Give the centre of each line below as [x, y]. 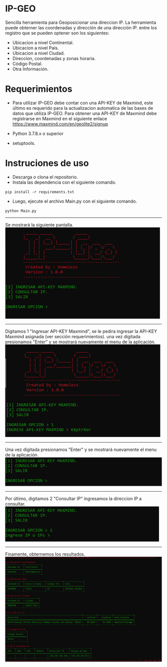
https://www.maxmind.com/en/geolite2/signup [60, 124]
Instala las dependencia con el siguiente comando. [64, 182]
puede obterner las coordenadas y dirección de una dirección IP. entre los [81, 27]
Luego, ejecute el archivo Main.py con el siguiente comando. [75, 201]
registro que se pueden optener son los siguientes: [57, 33]
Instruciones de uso [47, 163]
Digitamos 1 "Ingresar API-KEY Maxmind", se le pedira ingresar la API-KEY [81, 331]
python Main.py [21, 211]
